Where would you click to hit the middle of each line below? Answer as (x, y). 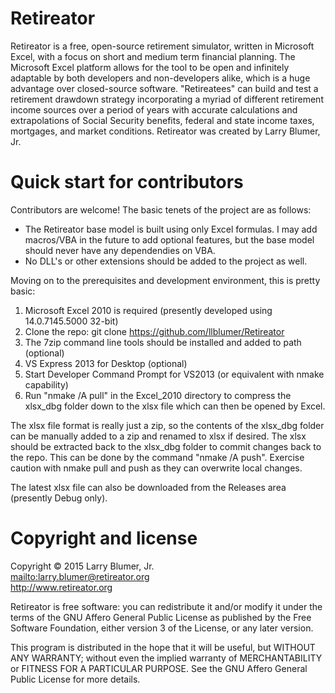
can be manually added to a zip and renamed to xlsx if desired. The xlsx (158, 436)
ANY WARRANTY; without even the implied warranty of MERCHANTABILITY (166, 658)
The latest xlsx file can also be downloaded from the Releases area (148, 487)
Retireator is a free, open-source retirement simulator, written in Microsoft (162, 46)
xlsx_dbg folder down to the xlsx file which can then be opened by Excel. (175, 406)
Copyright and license (104, 538)
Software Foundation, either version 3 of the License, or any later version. (162, 628)
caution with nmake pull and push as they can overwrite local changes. (156, 468)
